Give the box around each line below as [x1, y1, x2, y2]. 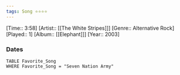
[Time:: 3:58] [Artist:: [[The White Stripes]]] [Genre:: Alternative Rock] [6, 24, 175, 31]
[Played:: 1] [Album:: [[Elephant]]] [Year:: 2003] [6, 30, 120, 38]
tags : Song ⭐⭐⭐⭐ [6, 8, 48, 15]
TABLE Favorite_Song [6, 58, 57, 64]
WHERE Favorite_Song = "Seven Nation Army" [6, 63, 114, 69]
